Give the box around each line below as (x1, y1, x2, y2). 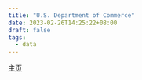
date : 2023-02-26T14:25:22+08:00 (8, 19, 118, 27)
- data (15, 41, 37, 49)
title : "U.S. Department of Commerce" (8, 11, 135, 20)
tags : (8, 33, 26, 42)
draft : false (8, 26, 51, 34)
